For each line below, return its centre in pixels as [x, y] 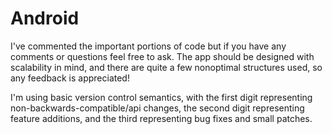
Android [45, 18]
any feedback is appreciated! [70, 78]
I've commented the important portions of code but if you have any [148, 46]
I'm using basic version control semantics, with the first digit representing [161, 97]
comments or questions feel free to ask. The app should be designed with [162, 56]
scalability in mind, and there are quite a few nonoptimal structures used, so [166, 67]
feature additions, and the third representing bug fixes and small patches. [161, 118]
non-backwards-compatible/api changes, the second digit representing [157, 108]
